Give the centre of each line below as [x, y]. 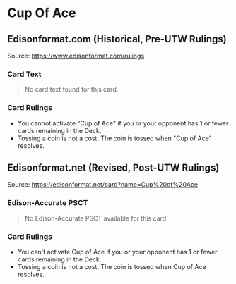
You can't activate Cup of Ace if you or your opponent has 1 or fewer [117, 252]
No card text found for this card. [71, 89]
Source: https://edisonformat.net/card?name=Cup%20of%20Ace [103, 185]
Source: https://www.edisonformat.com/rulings [76, 56]
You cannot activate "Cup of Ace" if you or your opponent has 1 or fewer [123, 123]
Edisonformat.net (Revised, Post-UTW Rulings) [113, 167]
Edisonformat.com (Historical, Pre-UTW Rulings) [117, 39]
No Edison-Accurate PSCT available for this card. [96, 218]
